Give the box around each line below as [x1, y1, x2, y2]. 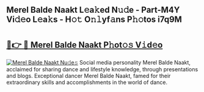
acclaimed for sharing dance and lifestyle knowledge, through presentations [6, 66, 199, 73]
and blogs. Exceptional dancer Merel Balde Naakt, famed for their [6, 73, 171, 79]
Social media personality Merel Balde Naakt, [79, 59, 191, 66]
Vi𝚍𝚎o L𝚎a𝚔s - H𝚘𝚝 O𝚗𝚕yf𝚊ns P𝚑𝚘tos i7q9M [6, 15, 182, 25]
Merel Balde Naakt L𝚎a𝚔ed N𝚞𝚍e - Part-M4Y [6, 5, 180, 15]
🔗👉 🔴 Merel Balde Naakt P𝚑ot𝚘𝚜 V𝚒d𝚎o [6, 40, 163, 50]
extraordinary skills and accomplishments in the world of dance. [6, 79, 168, 86]
